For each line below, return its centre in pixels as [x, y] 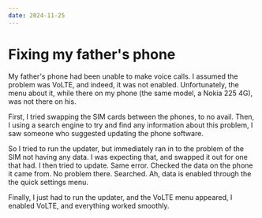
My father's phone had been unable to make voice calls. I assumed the [123, 76]
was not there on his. [42, 101]
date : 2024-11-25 [37, 15]
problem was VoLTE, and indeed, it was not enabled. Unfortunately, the [124, 84]
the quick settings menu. [49, 182]
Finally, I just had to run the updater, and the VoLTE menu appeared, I [120, 197]
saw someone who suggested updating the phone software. [106, 133]
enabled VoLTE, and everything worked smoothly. [89, 205]
